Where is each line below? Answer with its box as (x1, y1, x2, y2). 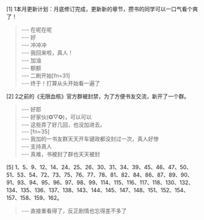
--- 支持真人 (21, 143, 53, 150)
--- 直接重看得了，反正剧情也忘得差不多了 (21, 207, 127, 214)
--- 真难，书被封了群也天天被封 (21, 151, 101, 157)
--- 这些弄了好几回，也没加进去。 (21, 121, 106, 128)
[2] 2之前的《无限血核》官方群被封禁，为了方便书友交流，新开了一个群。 (6, 93, 190, 100)
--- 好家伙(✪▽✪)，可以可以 (21, 113, 92, 121)
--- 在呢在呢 (21, 26, 53, 33)
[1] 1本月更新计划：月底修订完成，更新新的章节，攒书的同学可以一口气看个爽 (6, 6, 199, 12)
